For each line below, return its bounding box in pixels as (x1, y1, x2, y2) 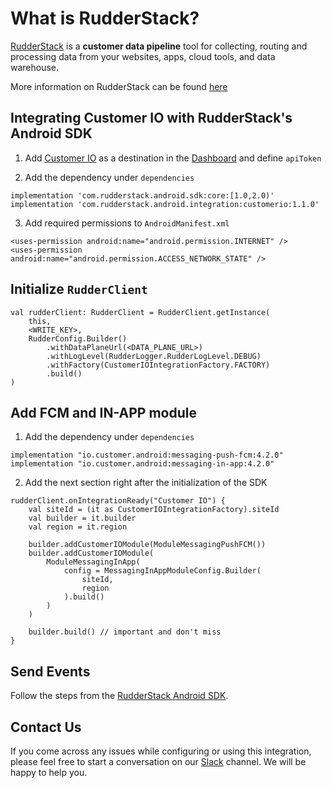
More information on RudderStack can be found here (10, 80, 228, 92)
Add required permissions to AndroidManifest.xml (24, 217, 230, 229)
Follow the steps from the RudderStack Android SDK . (10, 690, 229, 702)
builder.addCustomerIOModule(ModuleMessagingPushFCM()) (28, 540, 267, 550)
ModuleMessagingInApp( (46, 557, 141, 567)
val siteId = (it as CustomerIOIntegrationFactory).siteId (28, 505, 280, 515)
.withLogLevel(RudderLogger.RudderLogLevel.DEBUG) (46, 351, 262, 361)
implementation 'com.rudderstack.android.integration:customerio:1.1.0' (10, 199, 320, 209)
